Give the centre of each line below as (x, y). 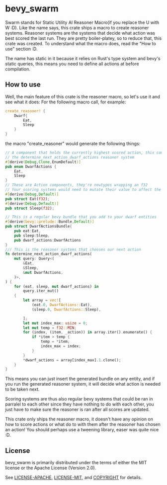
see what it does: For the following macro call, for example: (66, 102)
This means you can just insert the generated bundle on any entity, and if (80, 379)
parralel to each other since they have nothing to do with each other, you (80, 404)
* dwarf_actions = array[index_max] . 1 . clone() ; (72, 360)
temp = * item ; (55, 342)
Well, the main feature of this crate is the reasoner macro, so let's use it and (83, 96)
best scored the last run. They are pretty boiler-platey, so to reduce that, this (83, 38)
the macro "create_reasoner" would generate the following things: (73, 144)
